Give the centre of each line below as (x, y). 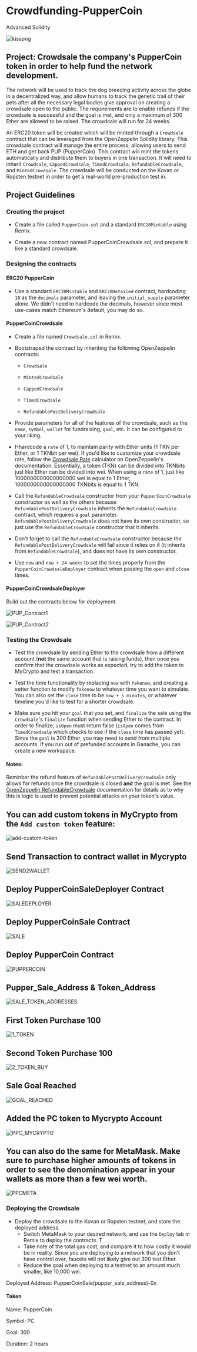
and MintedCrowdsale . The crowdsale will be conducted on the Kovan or (93, 170)
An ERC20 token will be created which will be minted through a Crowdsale (95, 132)
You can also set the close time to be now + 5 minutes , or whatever (96, 695)
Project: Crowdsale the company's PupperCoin (94, 57)
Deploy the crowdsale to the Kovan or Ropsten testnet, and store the (97, 1221)
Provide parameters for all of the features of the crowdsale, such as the (101, 422)
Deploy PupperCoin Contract (60, 955)
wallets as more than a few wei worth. (77, 1179)
